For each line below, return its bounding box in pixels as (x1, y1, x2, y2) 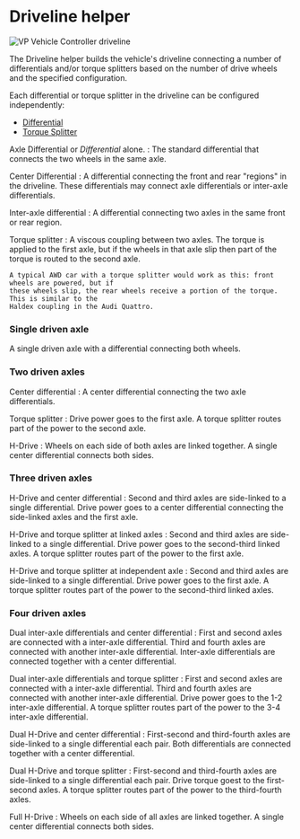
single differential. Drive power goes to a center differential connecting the (9, 501, 284, 513)
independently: (9, 99, 65, 110)
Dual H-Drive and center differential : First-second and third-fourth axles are (9, 729, 291, 740)
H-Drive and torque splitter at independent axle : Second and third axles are (9, 565, 289, 576)
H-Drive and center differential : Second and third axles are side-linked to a (9, 492, 287, 503)
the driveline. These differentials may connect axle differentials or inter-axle (9, 180, 288, 190)
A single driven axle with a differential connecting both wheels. (9, 343, 242, 354)
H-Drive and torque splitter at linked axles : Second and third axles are (9, 528, 269, 540)
